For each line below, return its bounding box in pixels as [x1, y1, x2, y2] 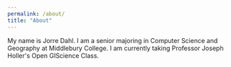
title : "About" [7, 17, 53, 24]
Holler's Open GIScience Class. [7, 51, 100, 60]
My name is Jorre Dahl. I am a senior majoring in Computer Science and [7, 36, 218, 44]
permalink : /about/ [7, 10, 65, 18]
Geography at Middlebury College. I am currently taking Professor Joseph [7, 44, 224, 52]
